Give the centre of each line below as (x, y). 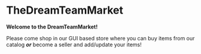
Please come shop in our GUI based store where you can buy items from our (100, 38)
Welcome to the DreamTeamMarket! (52, 27)
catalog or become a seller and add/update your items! (74, 45)
